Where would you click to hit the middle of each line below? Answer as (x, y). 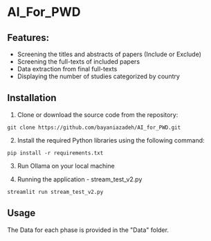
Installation (32, 98)
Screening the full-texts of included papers (79, 62)
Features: (28, 38)
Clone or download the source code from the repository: (98, 114)
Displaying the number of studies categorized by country (98, 76)
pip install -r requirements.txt (55, 153)
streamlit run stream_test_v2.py (55, 192)
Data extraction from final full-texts (67, 69)
